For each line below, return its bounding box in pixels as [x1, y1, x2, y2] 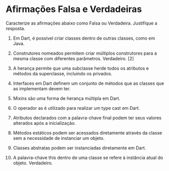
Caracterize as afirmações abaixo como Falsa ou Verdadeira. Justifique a [6, 20, 157, 26]
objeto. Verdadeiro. [13, 159, 53, 166]
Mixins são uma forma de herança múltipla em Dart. [13, 95, 120, 101]
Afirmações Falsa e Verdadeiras [6, 4, 142, 15]
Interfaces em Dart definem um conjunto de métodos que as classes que [13, 80, 164, 86]
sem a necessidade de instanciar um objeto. [13, 135, 105, 141]
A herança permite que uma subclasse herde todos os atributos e [13, 65, 149, 71]
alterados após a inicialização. [13, 120, 76, 126]
